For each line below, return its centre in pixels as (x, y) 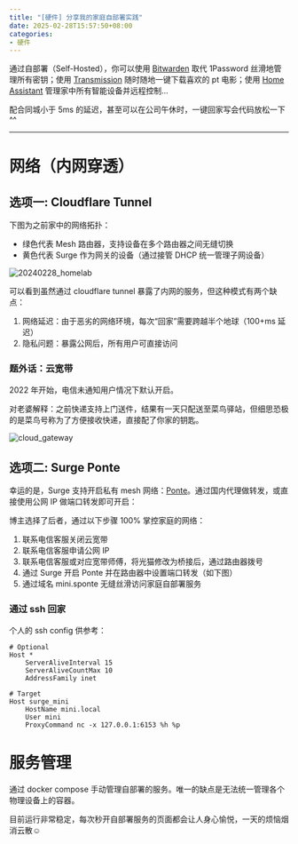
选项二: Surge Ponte (65, 467)
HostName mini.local (63, 709)
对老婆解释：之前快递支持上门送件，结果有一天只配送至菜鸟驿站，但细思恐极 (149, 409)
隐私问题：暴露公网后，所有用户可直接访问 (100, 344)
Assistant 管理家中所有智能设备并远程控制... (89, 91)
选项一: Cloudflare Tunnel (81, 202)
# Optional (29, 647)
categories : (31, 34)
